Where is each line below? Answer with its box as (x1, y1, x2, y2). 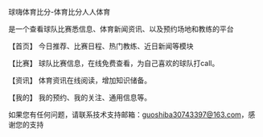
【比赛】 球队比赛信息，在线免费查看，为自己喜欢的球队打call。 (8, 59, 220, 68)
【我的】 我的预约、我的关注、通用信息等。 (8, 93, 151, 102)
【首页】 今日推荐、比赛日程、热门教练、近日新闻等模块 (8, 41, 194, 51)
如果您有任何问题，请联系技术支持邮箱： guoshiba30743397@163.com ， (8, 110, 249, 119)
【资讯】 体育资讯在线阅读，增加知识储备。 (8, 76, 151, 85)
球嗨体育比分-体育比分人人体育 (8, 7, 111, 16)
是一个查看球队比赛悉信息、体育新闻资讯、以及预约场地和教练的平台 (8, 24, 234, 34)
